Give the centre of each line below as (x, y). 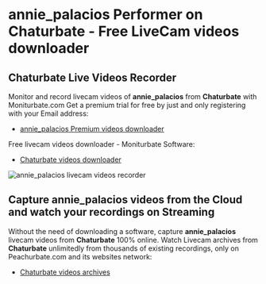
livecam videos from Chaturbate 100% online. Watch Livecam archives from (133, 240)
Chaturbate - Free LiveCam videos (124, 31)
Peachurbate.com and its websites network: (80, 256)
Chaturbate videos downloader (70, 159)
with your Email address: (48, 113)
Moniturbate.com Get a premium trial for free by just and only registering (127, 105)
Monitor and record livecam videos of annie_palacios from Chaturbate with (133, 96)
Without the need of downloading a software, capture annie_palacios (122, 231)
